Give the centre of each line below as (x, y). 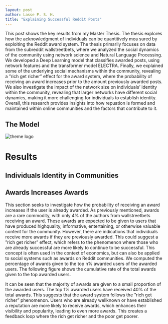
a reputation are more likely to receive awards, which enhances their (76, 305)
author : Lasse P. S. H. (30, 15)
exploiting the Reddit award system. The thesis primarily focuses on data (80, 44)
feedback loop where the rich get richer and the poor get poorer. (72, 316)
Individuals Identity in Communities (62, 175)
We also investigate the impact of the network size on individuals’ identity (81, 87)
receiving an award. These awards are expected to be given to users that (81, 221)
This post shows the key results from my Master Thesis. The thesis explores (84, 34)
